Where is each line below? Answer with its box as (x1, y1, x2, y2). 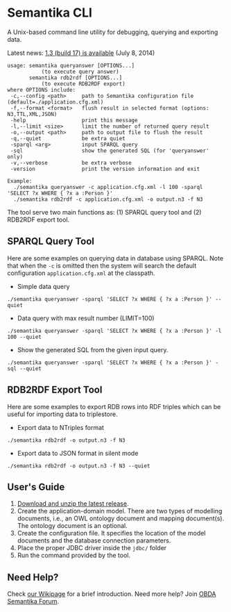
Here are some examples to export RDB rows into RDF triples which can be (7, 402, 221, 411)
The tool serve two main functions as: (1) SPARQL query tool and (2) (7, 208, 202, 216)
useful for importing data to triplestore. (7, 410, 118, 418)
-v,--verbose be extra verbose (10, 159, 132, 166)
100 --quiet (7, 333, 42, 340)
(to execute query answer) (41, 68, 119, 75)
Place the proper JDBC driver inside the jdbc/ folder (17, 544, 167, 552)
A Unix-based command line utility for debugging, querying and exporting (7, 28, 219, 36)
